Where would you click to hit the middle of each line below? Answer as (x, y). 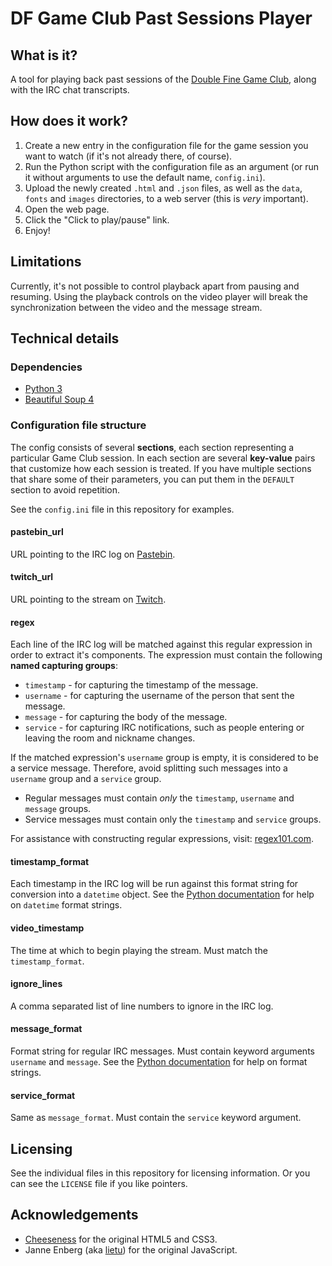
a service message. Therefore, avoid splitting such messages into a (149, 768)
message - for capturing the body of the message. (126, 717)
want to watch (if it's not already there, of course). (128, 156)
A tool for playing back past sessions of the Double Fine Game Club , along (163, 79)
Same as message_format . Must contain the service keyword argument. (156, 1118)
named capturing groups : (64, 666)
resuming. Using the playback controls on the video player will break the (159, 296)
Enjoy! (37, 230)
